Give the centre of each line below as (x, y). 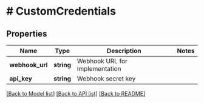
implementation (99, 69)
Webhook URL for (102, 61)
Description (124, 51)
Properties (27, 34)
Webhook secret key (106, 79)
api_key (21, 79)
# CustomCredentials (61, 11)
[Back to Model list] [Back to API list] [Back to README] (76, 94)
